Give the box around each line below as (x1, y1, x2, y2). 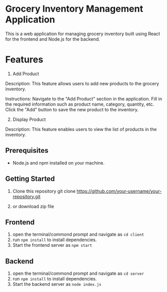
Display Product (12, 116, 46, 122)
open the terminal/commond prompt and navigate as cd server (12, 270, 144, 277)
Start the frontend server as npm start (12, 242, 93, 248)
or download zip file (12, 203, 54, 209)
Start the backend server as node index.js (12, 281, 102, 287)
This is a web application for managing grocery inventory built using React (5, 30, 160, 37)
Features (5, 54, 44, 66)
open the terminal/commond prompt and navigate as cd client (12, 232, 144, 238)
